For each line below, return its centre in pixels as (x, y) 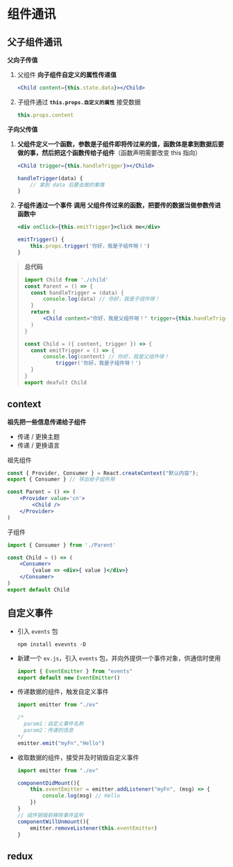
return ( (43, 312)
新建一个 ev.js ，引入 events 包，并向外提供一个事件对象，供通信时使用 (119, 658)
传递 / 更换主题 (38, 436)
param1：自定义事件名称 (54, 724)
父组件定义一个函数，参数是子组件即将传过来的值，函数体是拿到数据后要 (120, 144)
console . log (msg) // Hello (81, 796)
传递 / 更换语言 (38, 445)
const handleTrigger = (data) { (77, 293)
